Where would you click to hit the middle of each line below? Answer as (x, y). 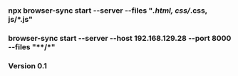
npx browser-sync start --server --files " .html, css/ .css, (108, 11)
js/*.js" (20, 19)
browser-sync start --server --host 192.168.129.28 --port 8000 (120, 38)
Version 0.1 (27, 65)
